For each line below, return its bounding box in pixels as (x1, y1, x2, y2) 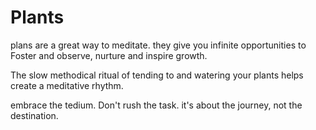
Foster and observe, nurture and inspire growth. (10, 49, 208, 61)
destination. (10, 109, 59, 121)
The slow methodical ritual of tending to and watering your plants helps (10, 69, 304, 81)
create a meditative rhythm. (10, 79, 124, 91)
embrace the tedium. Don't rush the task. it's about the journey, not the (10, 99, 303, 111)
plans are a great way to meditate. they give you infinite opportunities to (10, 39, 307, 51)
